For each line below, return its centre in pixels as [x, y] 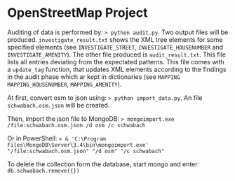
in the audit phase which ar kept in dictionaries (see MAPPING [94, 77]
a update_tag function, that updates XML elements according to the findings [117, 69]
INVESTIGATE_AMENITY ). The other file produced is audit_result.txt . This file [117, 55]
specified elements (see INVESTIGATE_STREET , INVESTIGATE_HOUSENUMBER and [115, 47]
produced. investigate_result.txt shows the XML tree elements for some [115, 39]
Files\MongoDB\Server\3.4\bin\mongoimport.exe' [78, 145]
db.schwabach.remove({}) [43, 171]
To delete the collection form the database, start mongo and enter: [103, 164]
